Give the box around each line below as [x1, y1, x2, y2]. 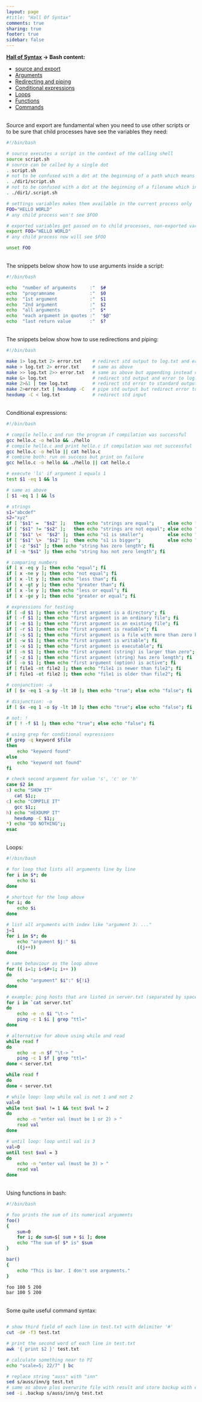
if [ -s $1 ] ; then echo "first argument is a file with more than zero [6, 632, 192, 638]
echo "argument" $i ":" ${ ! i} [17, 977, 90, 984]
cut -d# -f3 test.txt [6, 1330, 61, 1336]
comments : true [6, 20, 44, 26]
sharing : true [6, 25, 42, 32]
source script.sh [6, 156, 50, 162]
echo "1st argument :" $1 [6, 296, 106, 302]
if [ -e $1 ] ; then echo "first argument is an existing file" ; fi [6, 620, 179, 627]
